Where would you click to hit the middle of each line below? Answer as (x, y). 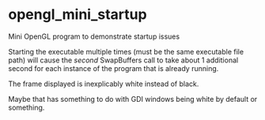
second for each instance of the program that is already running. (114, 68)
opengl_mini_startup (78, 15)
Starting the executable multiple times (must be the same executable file (126, 51)
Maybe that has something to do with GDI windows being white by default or (133, 99)
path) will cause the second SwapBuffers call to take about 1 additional (123, 60)
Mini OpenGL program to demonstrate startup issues (94, 36)
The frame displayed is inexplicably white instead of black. (104, 84)
